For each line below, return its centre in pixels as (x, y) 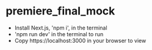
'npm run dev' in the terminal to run (59, 34)
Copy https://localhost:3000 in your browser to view (80, 40)
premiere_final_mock (60, 11)
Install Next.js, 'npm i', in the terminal (61, 28)
